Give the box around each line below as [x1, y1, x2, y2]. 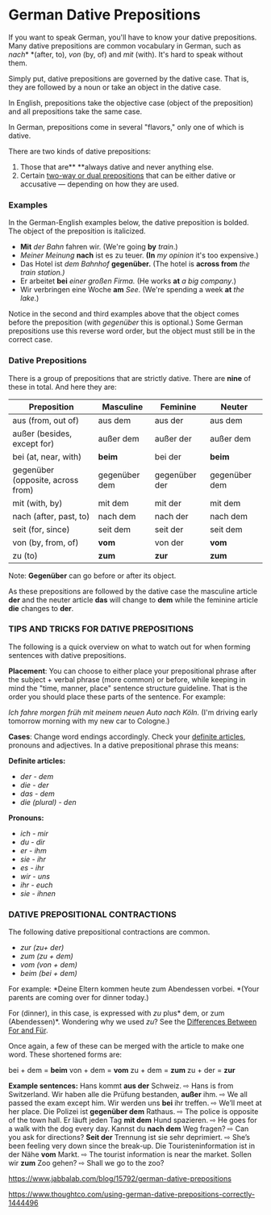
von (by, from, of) [12, 537, 79, 548]
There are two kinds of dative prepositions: [8, 146, 152, 156]
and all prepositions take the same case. [8, 107, 143, 116]
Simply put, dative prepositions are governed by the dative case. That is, [8, 73, 249, 83]
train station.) [19, 268, 65, 278]
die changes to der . [8, 603, 74, 613]
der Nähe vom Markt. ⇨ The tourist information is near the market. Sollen [8, 1150, 252, 1159]
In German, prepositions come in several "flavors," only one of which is [8, 122, 244, 132]
